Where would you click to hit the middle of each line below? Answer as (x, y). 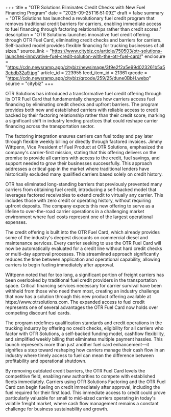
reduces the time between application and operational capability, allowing (83, 259)
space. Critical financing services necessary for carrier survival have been (84, 286)
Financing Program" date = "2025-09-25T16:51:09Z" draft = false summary (85, 13)
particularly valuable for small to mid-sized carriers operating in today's (80, 398)
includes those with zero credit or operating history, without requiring (78, 200)
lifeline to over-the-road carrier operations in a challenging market (75, 211)
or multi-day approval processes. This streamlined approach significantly (82, 254)
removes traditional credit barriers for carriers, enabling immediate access (83, 24)
